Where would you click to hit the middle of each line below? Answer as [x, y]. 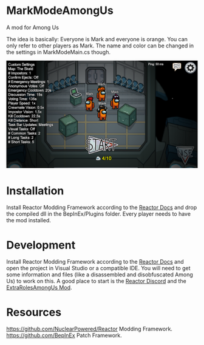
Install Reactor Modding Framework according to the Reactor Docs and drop [102, 208]
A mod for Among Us [33, 27]
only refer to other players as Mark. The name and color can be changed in [100, 46]
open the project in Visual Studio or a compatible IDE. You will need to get [98, 268]
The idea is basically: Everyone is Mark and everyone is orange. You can [97, 39]
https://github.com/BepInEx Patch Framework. [64, 335]
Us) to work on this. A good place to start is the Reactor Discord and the [96, 281]
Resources [34, 312]
